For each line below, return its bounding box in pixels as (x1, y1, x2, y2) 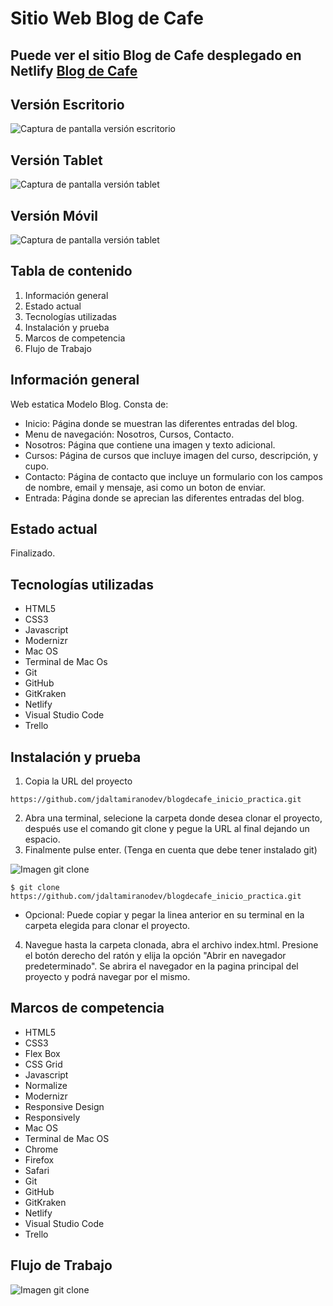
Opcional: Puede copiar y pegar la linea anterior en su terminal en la (24, 909, 305, 921)
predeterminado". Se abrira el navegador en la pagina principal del (24, 960, 299, 972)
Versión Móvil (10, 207, 98, 224)
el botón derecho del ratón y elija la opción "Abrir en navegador (24, 950, 287, 962)
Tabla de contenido (10, 263, 133, 280)
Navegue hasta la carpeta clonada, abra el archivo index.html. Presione (24, 939, 319, 951)
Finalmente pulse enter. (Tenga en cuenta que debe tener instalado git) (24, 844, 318, 856)
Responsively (24, 1111, 81, 1123)
